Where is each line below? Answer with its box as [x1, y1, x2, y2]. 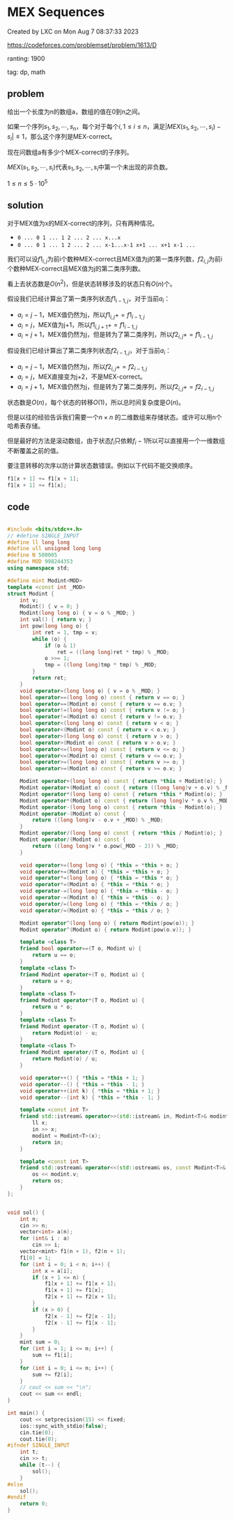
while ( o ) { [32, 635, 68, 642]
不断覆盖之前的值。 [7, 447, 63, 455]
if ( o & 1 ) [44, 642, 77, 649]
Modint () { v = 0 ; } [19, 603, 79, 610]
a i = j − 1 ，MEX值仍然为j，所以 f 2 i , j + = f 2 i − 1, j [17, 363, 148, 372]
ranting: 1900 [7, 54, 45, 63]
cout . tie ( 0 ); [19, 1436, 58, 1443]
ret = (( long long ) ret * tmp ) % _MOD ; [56, 648, 170, 655]
